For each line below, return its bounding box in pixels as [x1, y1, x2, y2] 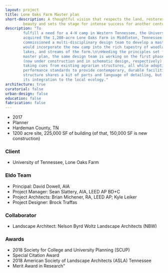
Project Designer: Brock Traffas [12, 199, 77, 205]
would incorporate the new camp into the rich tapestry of [23, 45, 149, 50]
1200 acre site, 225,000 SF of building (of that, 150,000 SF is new [12, 130, 147, 136]
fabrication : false [5, 101, 46, 106]
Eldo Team [5, 172, 31, 179]
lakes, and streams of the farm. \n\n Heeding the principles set [23, 49, 160, 54]
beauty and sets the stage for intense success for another [23, 21, 151, 27]
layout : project [5, 7, 39, 13]
